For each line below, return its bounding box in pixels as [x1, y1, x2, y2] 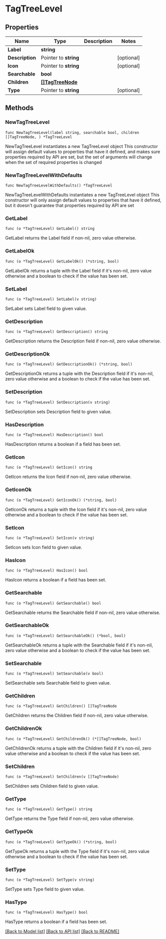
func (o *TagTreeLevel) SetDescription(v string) [5, 399, 111, 405]
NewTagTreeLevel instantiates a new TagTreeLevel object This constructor [5, 143, 159, 149]
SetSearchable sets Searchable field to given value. [5, 680, 111, 686]
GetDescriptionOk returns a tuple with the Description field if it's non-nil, [5, 370, 154, 376]
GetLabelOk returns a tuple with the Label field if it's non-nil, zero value [5, 267, 152, 273]
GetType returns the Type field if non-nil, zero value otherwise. [5, 815, 135, 821]
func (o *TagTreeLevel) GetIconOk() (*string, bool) [5, 497, 117, 502]
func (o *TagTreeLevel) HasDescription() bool [5, 432, 104, 437]
